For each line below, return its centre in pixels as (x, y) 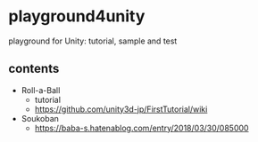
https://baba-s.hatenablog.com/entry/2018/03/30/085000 (141, 128)
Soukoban (40, 118)
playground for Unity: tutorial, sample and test (93, 41)
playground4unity (77, 16)
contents (34, 69)
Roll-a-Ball (41, 90)
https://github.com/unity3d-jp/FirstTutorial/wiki (121, 109)
